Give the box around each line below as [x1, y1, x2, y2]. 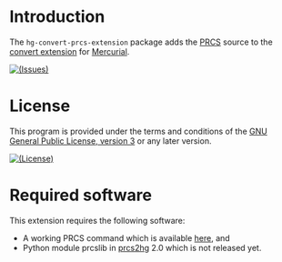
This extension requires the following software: [9, 215, 186, 226]
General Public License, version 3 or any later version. [9, 135, 212, 146]
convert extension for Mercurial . [9, 45, 130, 56]
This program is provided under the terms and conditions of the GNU [9, 126, 268, 136]
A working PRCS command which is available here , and [22, 232, 230, 243]
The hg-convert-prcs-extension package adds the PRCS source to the [9, 36, 273, 47]
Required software [9, 185, 153, 206]
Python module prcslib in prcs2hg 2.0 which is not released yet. [22, 242, 262, 253]
